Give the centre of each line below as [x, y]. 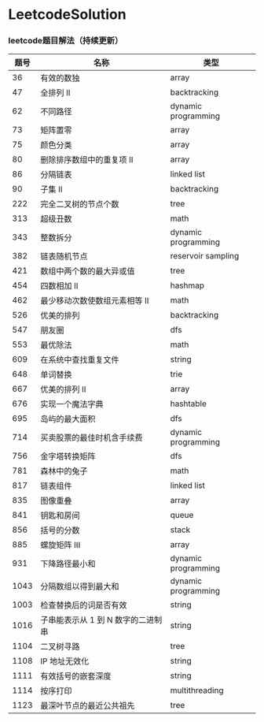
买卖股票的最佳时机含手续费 [92, 437]
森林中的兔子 [64, 471]
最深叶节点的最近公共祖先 [88, 705]
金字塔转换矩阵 [68, 456]
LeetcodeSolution [68, 15]
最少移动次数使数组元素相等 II [95, 301]
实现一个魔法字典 [72, 404]
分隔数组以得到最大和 [80, 586]
